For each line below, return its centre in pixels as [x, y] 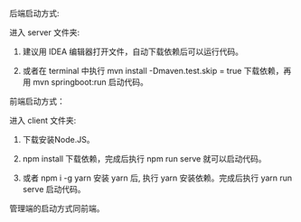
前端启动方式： [37, 101]
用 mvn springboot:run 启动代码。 [85, 82]
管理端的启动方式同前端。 [57, 208]
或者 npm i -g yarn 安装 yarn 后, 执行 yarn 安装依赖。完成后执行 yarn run [157, 178]
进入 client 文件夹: [43, 120]
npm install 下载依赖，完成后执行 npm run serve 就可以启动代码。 [144, 159]
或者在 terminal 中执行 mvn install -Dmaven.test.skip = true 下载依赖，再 [157, 71]
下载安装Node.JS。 [58, 139]
